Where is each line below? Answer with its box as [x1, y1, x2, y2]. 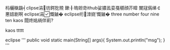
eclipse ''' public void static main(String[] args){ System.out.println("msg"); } [5, 37, 165, 43]
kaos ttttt [5, 27, 24, 33]
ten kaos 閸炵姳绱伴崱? [5, 17, 54, 23]
